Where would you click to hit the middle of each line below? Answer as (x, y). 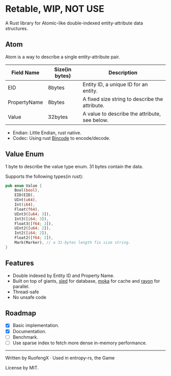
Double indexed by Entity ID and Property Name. (63, 275)
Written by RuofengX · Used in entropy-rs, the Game (60, 358)
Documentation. (30, 331)
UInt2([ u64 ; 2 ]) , (33, 228)
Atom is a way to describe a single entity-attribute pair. (63, 57)
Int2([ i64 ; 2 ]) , (32, 233)
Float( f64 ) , (27, 209)
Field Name (25, 72)
